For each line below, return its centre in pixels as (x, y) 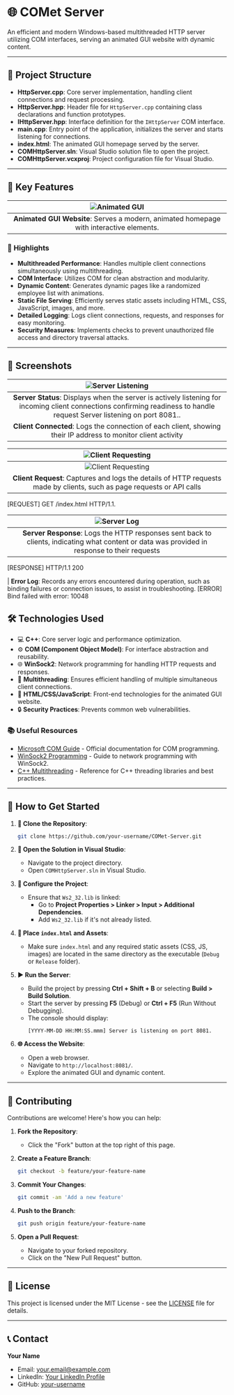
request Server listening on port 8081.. (117, 414)
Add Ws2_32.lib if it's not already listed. (95, 920)
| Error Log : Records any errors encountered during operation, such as (109, 581)
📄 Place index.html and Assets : (63, 933)
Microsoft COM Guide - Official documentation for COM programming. (118, 748)
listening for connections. (54, 136)
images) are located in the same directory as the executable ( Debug (123, 954)
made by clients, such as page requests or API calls (117, 487)
